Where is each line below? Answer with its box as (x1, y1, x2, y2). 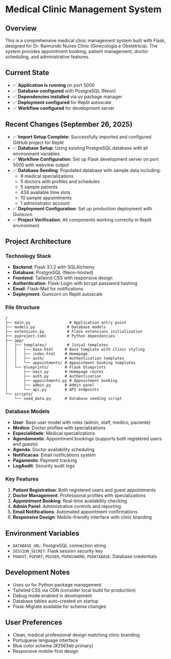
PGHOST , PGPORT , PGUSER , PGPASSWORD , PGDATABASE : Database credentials (12, 553, 157, 559)
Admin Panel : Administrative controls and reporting (12, 503, 121, 509)
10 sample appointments (20, 194, 72, 201)
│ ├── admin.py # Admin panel (5, 382, 95, 387)
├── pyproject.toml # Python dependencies (5, 333, 115, 338)
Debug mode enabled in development (12, 592, 92, 598)
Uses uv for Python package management (12, 581, 102, 588)
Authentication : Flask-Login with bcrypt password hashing (12, 280, 138, 286)
